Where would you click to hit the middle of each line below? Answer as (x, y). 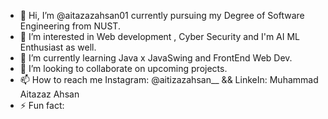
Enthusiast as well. (58, 47)
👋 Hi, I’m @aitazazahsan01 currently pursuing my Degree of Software (162, 15)
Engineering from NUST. (70, 26)
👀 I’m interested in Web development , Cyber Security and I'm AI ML (160, 36)
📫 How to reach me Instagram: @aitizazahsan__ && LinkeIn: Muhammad (169, 79)
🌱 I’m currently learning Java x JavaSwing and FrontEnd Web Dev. (156, 58)
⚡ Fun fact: (42, 105)
